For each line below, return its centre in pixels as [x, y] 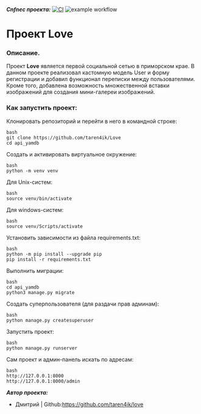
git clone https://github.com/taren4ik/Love [64, 138]
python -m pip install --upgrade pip [54, 254]
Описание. [23, 53]
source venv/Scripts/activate [45, 226]
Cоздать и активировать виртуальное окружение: [72, 154]
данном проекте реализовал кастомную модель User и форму [88, 72]
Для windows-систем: [35, 209]
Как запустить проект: [42, 108]
